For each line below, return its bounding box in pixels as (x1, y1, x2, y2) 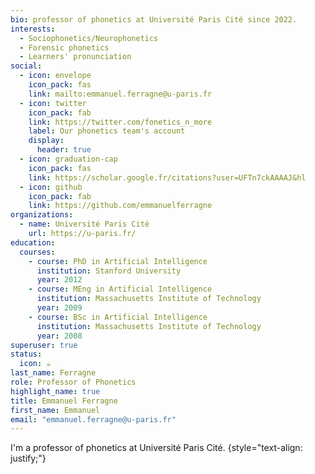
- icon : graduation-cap (19, 154, 118, 164)
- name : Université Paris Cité (19, 219, 150, 230)
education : (10, 237, 56, 248)
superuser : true (10, 340, 78, 350)
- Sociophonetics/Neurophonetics (19, 33, 159, 43)
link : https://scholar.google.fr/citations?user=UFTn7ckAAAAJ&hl (28, 172, 307, 183)
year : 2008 (36, 331, 83, 341)
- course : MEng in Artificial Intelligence (28, 284, 213, 295)
